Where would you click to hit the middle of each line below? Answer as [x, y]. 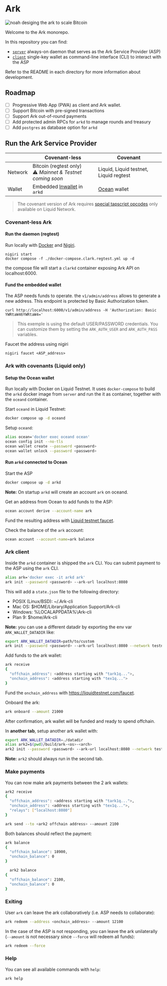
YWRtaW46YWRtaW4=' [24, 315]
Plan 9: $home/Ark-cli [35, 617]
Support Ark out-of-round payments [49, 116]
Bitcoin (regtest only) [57, 166]
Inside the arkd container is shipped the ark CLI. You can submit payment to [83, 563]
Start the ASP [19, 473]
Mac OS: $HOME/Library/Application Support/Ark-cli [66, 606]
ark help [14, 979]
